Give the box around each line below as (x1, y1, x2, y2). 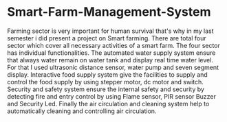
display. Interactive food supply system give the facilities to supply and (7, 70, 208, 79)
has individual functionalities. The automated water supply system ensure (7, 49, 216, 57)
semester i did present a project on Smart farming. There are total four (7, 34, 206, 42)
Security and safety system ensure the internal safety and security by (7, 85, 205, 93)
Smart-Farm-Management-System (7, 4, 211, 20)
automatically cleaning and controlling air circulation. (7, 107, 157, 115)
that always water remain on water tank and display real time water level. (7, 56, 213, 64)
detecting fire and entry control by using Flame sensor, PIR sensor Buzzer (7, 92, 217, 100)
